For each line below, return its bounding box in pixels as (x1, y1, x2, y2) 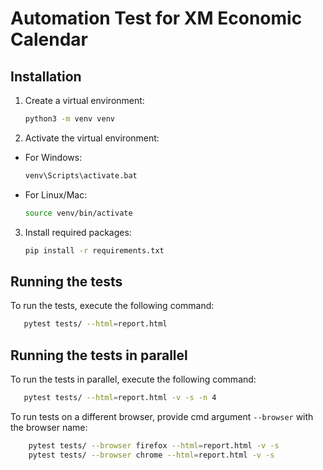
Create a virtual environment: (24, 95, 145, 106)
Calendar (10, 28, 88, 51)
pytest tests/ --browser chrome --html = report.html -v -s (28, 450, 275, 460)
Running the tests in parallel (10, 347, 188, 364)
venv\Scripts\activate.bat (24, 170, 138, 181)
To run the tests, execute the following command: (10, 300, 215, 312)
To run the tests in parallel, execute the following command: (10, 373, 257, 385)
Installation (10, 68, 82, 85)
